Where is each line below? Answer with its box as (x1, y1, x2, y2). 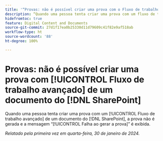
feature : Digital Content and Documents (5, 20, 88, 26)
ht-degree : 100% (5, 39, 38, 44)
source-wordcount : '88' (5, 34, 53, 39)
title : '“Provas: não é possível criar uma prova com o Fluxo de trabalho (5, 7, 160, 12)
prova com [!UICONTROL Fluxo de (5, 74, 145, 85)
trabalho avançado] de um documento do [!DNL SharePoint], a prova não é (5, 116, 155, 122)
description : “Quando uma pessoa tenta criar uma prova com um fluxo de (5, 12, 155, 16)
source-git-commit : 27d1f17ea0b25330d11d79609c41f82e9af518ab (5, 25, 133, 30)
